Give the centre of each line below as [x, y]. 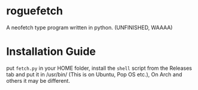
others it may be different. [38, 80]
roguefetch [34, 11]
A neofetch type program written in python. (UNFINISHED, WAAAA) [89, 27]
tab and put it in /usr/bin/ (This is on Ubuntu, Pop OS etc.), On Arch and [94, 74]
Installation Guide [51, 52]
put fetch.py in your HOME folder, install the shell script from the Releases [99, 68]
